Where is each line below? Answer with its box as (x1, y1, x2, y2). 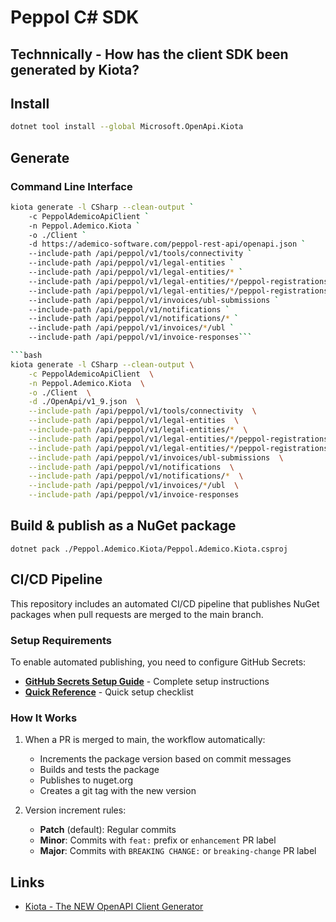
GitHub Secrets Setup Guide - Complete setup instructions (24, 676, 270, 687)
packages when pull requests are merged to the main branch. (10, 608, 264, 620)
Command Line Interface (10, 179, 133, 193)
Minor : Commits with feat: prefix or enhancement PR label (39, 834, 277, 846)
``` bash (10, 351, 43, 361)
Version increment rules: (24, 804, 127, 816)
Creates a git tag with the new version (39, 785, 197, 797)
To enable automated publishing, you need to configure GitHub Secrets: (10, 656, 307, 668)
